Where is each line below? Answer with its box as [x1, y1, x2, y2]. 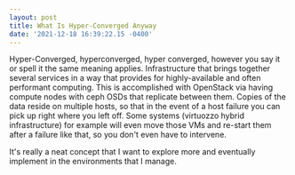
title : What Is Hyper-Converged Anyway [9, 21, 157, 30]
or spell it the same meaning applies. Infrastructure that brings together [9, 63, 271, 74]
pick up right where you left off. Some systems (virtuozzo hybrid [9, 110, 244, 121]
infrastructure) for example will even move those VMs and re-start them [9, 120, 272, 131]
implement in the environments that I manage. [9, 156, 178, 167]
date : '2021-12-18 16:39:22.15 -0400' [9, 29, 153, 38]
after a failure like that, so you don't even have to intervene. [9, 130, 227, 140]
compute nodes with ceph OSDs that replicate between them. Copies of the [9, 91, 286, 102]
